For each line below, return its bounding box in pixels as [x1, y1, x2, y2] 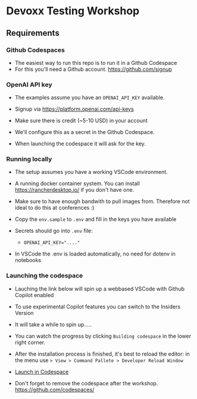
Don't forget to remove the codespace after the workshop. [14, 379, 158, 386]
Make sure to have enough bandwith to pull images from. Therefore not [14, 198, 190, 205]
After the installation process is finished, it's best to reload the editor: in [14, 350, 190, 357]
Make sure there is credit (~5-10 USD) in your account [14, 117, 148, 124]
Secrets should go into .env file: [14, 227, 93, 235]
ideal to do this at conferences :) [14, 204, 95, 211]
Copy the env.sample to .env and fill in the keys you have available [14, 216, 177, 223]
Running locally [6, 155, 52, 163]
